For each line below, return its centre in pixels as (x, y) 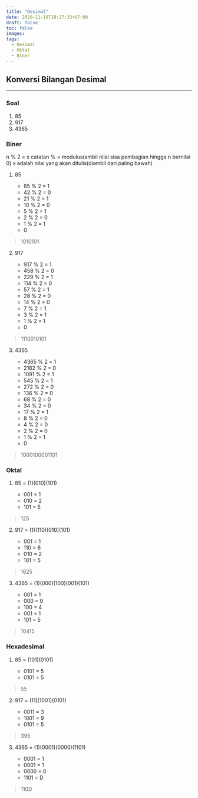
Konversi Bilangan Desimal (56, 80)
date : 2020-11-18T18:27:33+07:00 (47, 17)
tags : (13, 39)
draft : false (22, 22)
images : (16, 34)
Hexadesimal (25, 647)
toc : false (19, 28)
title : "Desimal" (27, 12)
